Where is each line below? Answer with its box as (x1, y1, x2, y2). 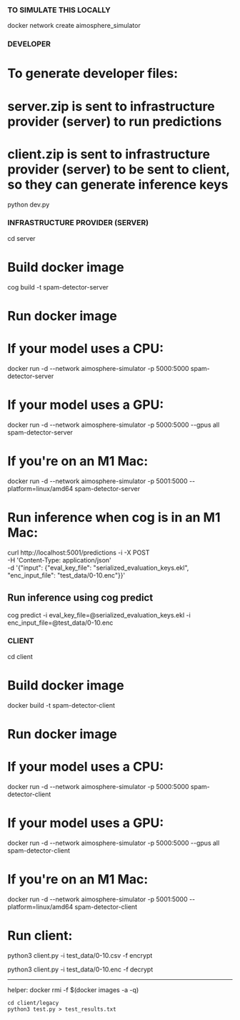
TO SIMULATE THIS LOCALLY (7, 5, 111, 15)
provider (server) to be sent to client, (7, 161, 230, 177)
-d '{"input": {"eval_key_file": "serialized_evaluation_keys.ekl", (7, 563, 189, 572)
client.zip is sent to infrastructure (7, 146, 211, 162)
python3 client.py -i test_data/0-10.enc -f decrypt (7, 965, 154, 974)
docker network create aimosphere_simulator (7, 21, 141, 30)
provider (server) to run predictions (7, 113, 222, 129)
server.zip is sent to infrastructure (7, 98, 216, 114)
